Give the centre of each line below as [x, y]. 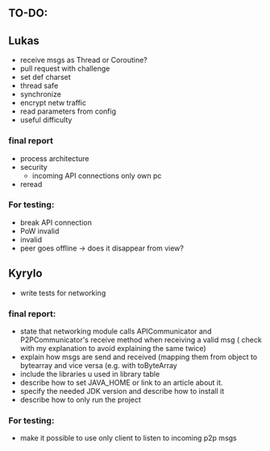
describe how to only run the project [80, 399]
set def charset [45, 77]
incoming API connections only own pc [97, 176]
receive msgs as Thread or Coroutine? [83, 60]
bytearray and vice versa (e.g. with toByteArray [98, 365]
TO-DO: [28, 13]
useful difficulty [46, 120]
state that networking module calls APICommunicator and [116, 331]
